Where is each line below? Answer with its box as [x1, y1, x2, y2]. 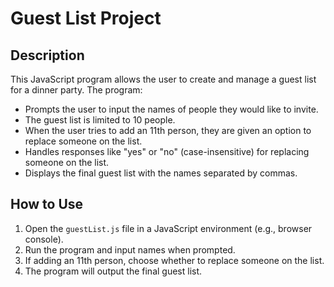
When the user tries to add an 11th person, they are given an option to [24, 125, 312, 136]
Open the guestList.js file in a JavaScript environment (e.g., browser [24, 222, 313, 234]
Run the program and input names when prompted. [24, 243, 236, 256]
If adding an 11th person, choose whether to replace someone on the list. [24, 254, 325, 266]
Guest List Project [10, 7, 162, 30]
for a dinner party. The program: [10, 84, 143, 96]
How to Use [10, 196, 84, 213]
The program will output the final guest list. [24, 265, 203, 277]
